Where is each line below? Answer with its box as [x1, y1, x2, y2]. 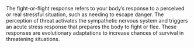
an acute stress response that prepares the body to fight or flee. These [6, 23, 177, 30]
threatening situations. [6, 36, 60, 42]
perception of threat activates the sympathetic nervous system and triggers [6, 17, 188, 24]
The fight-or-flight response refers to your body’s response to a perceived [6, 5, 185, 12]
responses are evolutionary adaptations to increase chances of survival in [6, 29, 184, 36]
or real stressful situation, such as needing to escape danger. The [6, 11, 164, 18]
